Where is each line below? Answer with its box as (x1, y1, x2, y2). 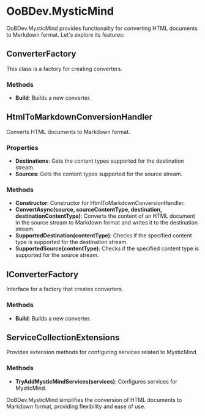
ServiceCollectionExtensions (6, 332, 120, 343)
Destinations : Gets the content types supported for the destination (15, 157, 185, 165)
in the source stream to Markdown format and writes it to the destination (15, 219, 198, 226)
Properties (6, 143, 39, 152)
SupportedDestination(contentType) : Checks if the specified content (15, 232, 192, 239)
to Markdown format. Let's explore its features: (6, 31, 125, 38)
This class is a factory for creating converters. (6, 65, 122, 72)
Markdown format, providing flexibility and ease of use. (6, 403, 146, 410)
